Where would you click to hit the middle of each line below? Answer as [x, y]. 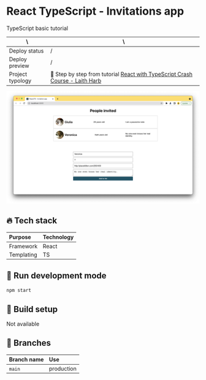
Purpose [20, 237]
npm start [19, 291]
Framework [23, 246]
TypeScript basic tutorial [37, 28]
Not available [23, 324]
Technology [58, 237]
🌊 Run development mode [56, 276]
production [63, 368]
